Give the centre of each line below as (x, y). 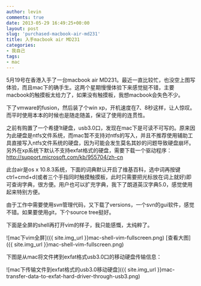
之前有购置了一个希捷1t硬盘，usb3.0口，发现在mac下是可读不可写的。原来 (98, 128)
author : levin (24, 12)
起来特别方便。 (25, 192)
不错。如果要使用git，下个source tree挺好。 (60, 212)
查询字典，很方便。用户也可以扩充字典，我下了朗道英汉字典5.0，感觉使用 (102, 184)
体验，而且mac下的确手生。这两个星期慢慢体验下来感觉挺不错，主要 (91, 87)
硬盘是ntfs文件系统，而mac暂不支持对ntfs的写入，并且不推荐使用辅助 (102, 135)
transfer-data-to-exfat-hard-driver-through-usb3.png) (73, 276)
